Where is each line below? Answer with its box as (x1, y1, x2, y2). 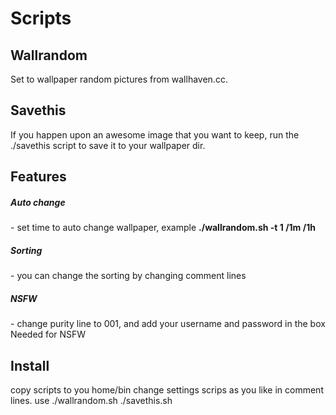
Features (10, 168, 67, 186)
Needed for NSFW (10, 328, 87, 341)
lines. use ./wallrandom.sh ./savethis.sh (10, 394, 173, 406)
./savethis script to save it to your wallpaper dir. (10, 139, 206, 151)
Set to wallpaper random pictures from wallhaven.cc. (10, 73, 228, 85)
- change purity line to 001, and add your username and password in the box (10, 318, 326, 330)
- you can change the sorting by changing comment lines (10, 270, 247, 282)
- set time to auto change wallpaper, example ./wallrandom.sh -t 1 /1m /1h (10, 222, 316, 234)
